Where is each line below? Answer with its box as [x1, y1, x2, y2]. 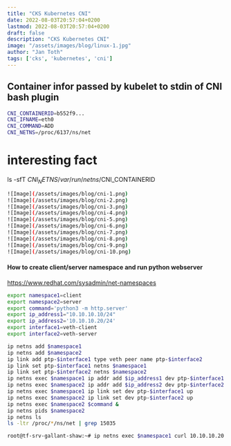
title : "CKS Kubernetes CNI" [7, 10, 91, 17]
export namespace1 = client [7, 292, 82, 299]
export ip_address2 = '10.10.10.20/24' [7, 317, 116, 325]
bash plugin [7, 91, 59, 104]
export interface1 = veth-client [7, 324, 98, 331]
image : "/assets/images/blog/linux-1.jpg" [7, 42, 131, 49]
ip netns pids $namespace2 [7, 407, 85, 414]
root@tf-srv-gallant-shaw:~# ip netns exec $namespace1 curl [7, 433, 187, 440]
